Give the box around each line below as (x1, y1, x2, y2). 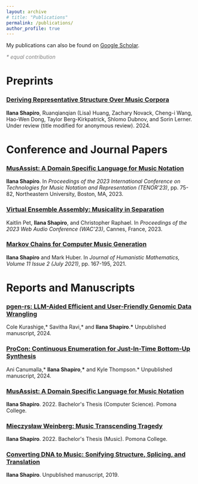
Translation (6, 458, 40, 466)
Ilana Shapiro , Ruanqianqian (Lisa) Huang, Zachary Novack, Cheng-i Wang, (6, 109, 193, 117)
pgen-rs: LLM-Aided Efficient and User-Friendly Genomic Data (6, 302, 192, 311)
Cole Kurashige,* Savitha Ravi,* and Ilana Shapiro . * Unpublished (6, 323, 166, 330)
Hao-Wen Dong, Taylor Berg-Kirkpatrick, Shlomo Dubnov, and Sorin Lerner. (6, 115, 193, 122)
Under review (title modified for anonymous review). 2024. (6, 122, 151, 129)
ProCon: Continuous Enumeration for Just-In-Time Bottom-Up (6, 345, 190, 353)
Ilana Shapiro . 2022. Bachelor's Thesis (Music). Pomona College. (6, 436, 167, 443)
